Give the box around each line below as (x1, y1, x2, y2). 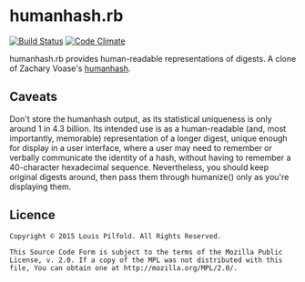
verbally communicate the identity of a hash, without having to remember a (9, 152, 291, 163)
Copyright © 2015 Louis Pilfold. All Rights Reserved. (9, 231, 222, 241)
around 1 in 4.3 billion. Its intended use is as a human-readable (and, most (9, 123, 287, 134)
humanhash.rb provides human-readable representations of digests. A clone (9, 53, 297, 64)
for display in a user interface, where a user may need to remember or (9, 142, 273, 153)
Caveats (9, 89, 57, 105)
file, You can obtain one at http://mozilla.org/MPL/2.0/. (9, 263, 239, 273)
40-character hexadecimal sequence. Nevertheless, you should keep (9, 161, 269, 173)
